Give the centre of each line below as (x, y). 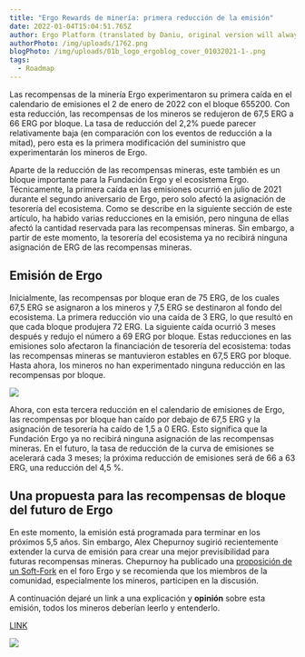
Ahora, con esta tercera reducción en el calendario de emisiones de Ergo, (147, 409)
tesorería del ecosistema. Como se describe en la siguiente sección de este (151, 208)
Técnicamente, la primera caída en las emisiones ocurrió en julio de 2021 (146, 189)
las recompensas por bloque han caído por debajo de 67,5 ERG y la (135, 419)
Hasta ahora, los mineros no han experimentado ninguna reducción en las (148, 365)
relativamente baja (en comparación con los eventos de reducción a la (141, 133)
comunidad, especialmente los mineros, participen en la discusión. (134, 580)
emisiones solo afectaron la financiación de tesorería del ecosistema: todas (150, 345)
